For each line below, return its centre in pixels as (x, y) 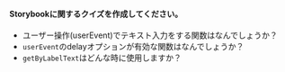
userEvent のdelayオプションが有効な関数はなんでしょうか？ (133, 47)
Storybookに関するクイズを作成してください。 (96, 13)
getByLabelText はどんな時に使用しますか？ (102, 58)
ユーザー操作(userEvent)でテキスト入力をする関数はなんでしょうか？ (150, 35)
